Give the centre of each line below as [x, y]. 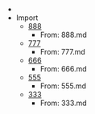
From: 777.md [63, 52]
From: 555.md [63, 86]
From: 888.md [63, 35]
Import [27, 18]
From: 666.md [63, 69]
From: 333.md [63, 103]
